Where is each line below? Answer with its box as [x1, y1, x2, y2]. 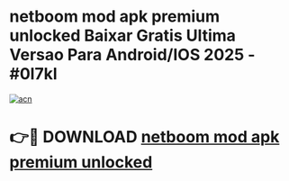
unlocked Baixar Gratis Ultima [9, 25, 237, 46]
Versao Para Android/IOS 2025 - [9, 45, 256, 65]
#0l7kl [9, 64, 58, 85]
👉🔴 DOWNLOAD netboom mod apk [9, 127, 280, 148]
